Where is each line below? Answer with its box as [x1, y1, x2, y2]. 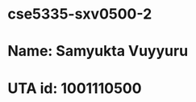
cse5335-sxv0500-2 [7, 5, 152, 23]
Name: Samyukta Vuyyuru [7, 42, 189, 61]
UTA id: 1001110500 [7, 79, 142, 97]
